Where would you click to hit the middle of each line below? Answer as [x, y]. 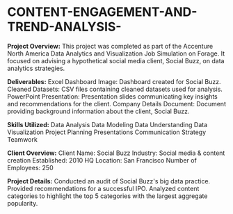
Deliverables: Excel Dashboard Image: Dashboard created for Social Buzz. [114, 81]
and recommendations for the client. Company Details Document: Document [116, 104]
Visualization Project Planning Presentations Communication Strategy [107, 132]
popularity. [23, 203]
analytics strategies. [36, 68]
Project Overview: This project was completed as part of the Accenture [110, 46]
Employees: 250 [30, 167]
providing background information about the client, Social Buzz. [98, 111]
